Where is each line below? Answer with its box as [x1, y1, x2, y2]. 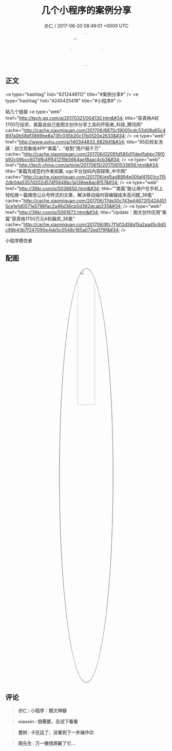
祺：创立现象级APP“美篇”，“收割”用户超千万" [5, 145, 101, 151]
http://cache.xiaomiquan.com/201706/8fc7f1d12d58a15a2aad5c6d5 [23, 221, 166, 227]
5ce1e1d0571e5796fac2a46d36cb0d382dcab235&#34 [5, 203, 121, 209]
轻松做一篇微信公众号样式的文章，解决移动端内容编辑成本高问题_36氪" [5, 191, 155, 198]
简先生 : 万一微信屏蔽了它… [17, 740, 76, 746]
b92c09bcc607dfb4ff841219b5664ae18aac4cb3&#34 [5, 156, 120, 163]
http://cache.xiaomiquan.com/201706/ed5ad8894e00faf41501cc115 [23, 173, 166, 180]
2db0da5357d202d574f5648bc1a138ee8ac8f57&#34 [5, 179, 118, 185]
